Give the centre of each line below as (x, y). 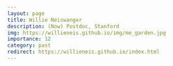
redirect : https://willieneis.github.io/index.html (83, 52)
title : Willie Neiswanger (44, 20)
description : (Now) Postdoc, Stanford (63, 26)
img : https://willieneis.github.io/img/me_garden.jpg (87, 33)
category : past (29, 45)
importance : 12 (29, 39)
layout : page (26, 13)
